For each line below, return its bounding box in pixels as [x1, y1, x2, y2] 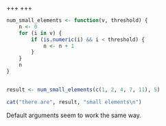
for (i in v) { [19, 29, 62, 36]
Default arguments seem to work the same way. [6, 111, 142, 119]
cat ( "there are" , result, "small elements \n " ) [6, 99, 142, 105]
